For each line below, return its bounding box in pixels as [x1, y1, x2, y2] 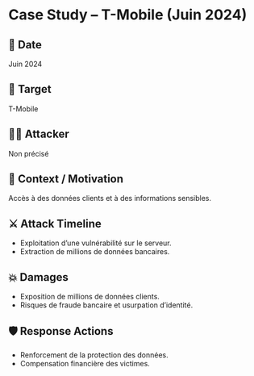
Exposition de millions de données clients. [19, 292, 160, 302]
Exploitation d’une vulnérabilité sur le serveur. [19, 238, 172, 248]
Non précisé [8, 148, 49, 158]
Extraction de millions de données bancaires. [19, 247, 170, 257]
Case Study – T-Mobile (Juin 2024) [8, 6, 248, 24]
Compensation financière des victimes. [19, 358, 151, 368]
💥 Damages [8, 270, 69, 284]
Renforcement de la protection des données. [19, 349, 169, 360]
